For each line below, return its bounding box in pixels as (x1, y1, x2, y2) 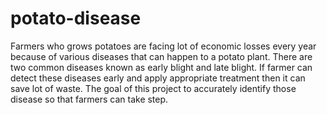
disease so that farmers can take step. (10, 93, 169, 105)
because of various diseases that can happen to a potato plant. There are (10, 50, 313, 62)
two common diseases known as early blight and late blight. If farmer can (10, 61, 313, 73)
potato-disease (10, 7, 142, 30)
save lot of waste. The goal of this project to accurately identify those (10, 82, 297, 94)
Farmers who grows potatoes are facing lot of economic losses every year (10, 40, 317, 52)
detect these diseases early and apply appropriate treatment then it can (10, 72, 306, 84)
